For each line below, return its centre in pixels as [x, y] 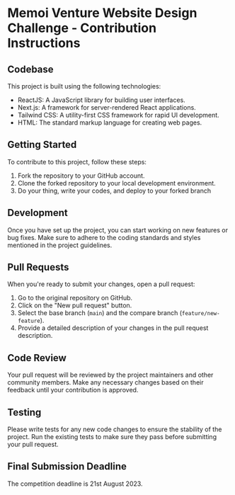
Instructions [44, 43]
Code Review [37, 358]
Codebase [31, 69]
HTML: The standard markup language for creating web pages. [110, 123]
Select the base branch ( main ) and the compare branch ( [100, 313]
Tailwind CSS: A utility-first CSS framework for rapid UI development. [118, 115]
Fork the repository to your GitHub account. [81, 176]
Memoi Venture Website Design [102, 13]
